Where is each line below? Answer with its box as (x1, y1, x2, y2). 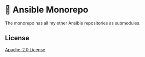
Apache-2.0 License (5, 46, 45, 52)
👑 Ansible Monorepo (5, 4, 88, 15)
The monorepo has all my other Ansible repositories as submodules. (5, 20, 141, 26)
